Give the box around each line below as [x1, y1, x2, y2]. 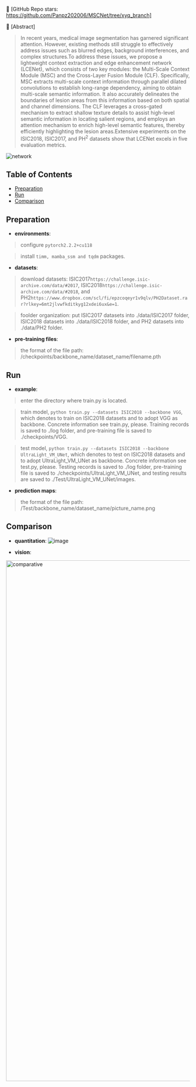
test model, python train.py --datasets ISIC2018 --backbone [20, 445, 169, 452]
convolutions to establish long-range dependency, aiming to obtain [20, 84, 182, 91]
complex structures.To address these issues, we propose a [20, 53, 162, 60]
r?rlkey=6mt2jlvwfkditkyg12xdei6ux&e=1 [20, 302, 118, 308]
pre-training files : [14, 336, 58, 343]
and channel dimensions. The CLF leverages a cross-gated [20, 103, 163, 110]
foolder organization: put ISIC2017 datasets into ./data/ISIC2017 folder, [20, 312, 190, 319]
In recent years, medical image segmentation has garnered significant [20, 35, 189, 41]
